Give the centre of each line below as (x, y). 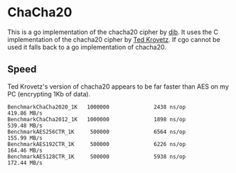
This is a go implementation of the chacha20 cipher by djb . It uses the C (113, 32)
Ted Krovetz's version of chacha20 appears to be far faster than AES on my (118, 86)
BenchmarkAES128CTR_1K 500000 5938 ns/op (97, 157)
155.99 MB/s (25, 138)
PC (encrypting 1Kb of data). (49, 94)
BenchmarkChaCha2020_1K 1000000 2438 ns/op (97, 107)
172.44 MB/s (25, 163)
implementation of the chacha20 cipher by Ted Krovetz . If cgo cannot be (114, 39)
